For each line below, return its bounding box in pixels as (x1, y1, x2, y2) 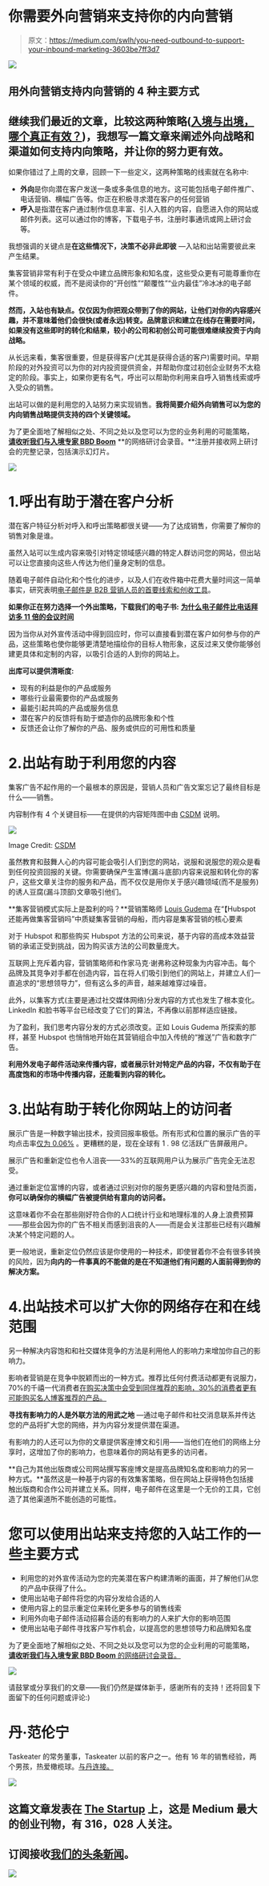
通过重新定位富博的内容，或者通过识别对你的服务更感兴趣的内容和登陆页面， (8, 1182, 261, 1192)
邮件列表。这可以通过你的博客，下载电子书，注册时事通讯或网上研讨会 (19, 214, 252, 224)
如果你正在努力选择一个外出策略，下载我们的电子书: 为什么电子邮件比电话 (8, 602, 251, 612)
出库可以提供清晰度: (8, 666, 74, 676)
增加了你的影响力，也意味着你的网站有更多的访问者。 (35, 1447, 212, 1456)
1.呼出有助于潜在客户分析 (8, 493, 174, 511)
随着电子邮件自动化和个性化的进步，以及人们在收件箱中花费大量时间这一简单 (8, 575, 261, 585)
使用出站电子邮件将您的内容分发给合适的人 (19, 1593, 161, 1603)
